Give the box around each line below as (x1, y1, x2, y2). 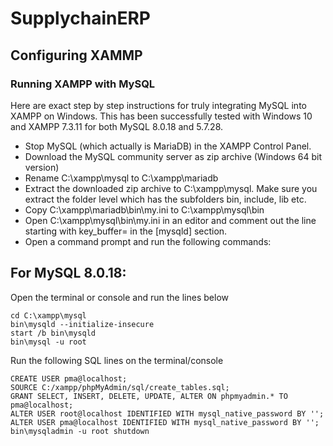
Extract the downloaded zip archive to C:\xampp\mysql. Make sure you (24, 182, 318, 194)
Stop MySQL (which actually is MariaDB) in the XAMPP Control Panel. (24, 140, 312, 152)
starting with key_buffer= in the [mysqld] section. (24, 225, 228, 237)
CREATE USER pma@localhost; (10, 373, 128, 384)
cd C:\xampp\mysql (10, 310, 87, 321)
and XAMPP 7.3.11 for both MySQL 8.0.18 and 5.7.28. (10, 120, 224, 132)
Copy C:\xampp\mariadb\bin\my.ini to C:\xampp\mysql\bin (24, 203, 265, 216)
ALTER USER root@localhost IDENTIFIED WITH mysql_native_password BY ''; (10, 408, 325, 419)
